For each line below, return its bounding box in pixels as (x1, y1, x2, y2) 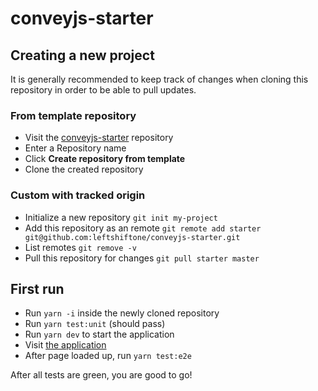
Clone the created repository (24, 163, 144, 176)
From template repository (10, 108, 137, 122)
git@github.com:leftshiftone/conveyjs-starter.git (24, 232, 241, 242)
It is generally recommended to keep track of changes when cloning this (10, 73, 309, 85)
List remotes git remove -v (24, 241, 137, 253)
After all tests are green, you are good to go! (10, 369, 193, 381)
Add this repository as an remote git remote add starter (24, 222, 262, 234)
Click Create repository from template (24, 153, 186, 165)
